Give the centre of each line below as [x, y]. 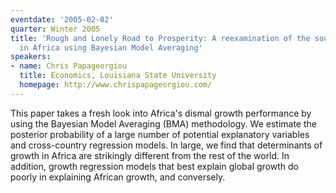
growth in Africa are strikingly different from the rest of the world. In [150, 155]
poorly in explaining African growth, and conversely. [118, 177]
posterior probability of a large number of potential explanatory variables [160, 134]
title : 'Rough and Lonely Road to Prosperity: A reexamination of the [160, 38]
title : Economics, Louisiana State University [118, 76]
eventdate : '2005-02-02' [62, 19]
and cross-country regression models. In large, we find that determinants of [166, 145]
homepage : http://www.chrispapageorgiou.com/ [116, 85]
